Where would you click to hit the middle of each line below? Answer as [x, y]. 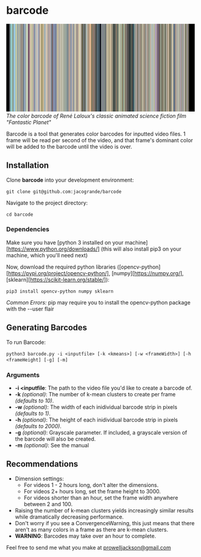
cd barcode [20, 214]
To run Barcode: [26, 342]
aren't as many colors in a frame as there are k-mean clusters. [92, 529]
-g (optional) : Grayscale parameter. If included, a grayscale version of [101, 432]
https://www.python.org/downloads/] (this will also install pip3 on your [95, 249]
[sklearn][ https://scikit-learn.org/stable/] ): [58, 279]
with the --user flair [30, 309]
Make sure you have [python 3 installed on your [65, 242]
